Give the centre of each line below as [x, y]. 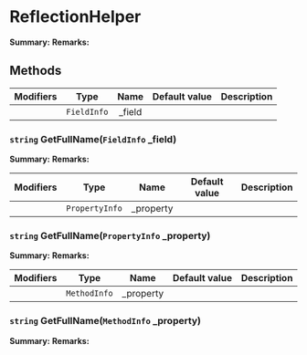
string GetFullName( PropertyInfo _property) [110, 235]
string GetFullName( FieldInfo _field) [93, 139]
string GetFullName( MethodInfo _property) [106, 321]
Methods [36, 71]
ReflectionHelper [75, 17]
